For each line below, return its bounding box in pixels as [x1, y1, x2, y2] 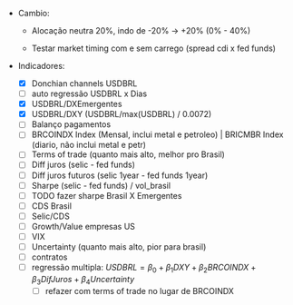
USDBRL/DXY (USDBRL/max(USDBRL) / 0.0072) [31, 109, 212, 120]
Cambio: [17, 8, 50, 18]
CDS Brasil [31, 200, 73, 212]
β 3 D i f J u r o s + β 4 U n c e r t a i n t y [31, 273, 135, 287]
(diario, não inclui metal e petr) [31, 140, 147, 151]
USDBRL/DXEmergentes [31, 99, 122, 110]
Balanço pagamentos [31, 119, 112, 130]
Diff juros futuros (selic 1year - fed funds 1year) [31, 170, 209, 181]
